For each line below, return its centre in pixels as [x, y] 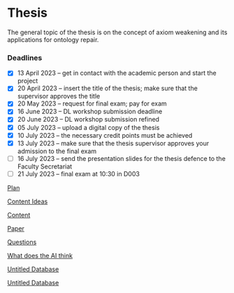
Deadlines [25, 57]
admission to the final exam [57, 151]
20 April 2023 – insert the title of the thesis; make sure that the [107, 88]
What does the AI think [40, 255]
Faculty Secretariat [45, 166]
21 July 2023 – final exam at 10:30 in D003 [78, 173]
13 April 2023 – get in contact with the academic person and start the [117, 73]
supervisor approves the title [59, 97]
